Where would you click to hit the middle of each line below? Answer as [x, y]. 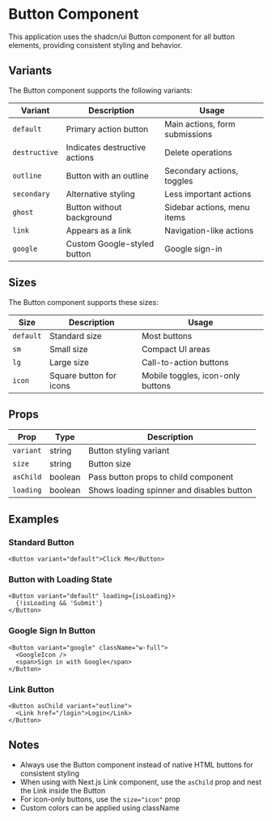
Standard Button [41, 542]
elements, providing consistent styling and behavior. [96, 45]
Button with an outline [108, 175]
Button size [110, 464]
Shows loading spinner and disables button [170, 490]
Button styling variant [129, 451]
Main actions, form [200, 124]
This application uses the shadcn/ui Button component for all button [121, 37]
